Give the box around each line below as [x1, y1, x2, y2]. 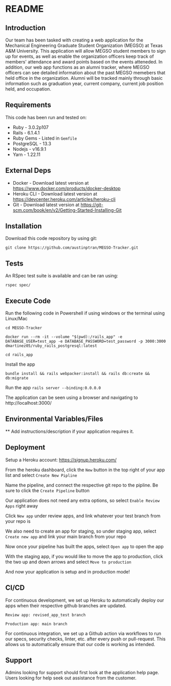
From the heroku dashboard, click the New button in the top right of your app [5, 467, 165, 473]
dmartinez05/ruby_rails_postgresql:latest [5, 343, 97, 348]
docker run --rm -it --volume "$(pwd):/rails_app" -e [5, 335, 123, 340]
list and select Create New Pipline [5, 472, 77, 478]
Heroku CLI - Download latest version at [12, 190, 97, 197]
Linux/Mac [5, 316, 28, 322]
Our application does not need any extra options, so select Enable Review [5, 497, 160, 503]
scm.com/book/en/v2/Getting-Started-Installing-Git [12, 207, 122, 213]
